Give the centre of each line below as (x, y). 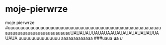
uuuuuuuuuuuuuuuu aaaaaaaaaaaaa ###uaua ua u (71, 38)
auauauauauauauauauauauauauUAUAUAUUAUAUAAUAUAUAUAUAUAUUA (82, 33)
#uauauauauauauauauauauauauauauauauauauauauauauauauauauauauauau (83, 27)
